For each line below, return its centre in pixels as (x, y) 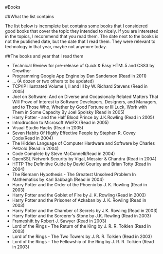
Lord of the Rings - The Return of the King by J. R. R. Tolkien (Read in (81, 226)
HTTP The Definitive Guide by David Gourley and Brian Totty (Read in (81, 164)
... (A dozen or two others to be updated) (53, 81)
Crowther (21, 71)
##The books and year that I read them (44, 56)
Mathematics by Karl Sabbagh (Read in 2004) (58, 179)
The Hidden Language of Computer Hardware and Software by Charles (83, 143)
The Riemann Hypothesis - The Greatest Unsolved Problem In (74, 174)
